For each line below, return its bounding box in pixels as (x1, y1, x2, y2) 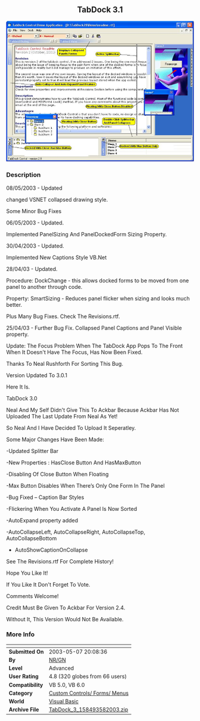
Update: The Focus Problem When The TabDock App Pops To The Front (6, 342, 183, 349)
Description (6, 171, 41, 179)
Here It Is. (6, 383, 30, 390)
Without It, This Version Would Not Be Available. (6, 615, 124, 623)
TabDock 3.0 (6, 395, 37, 402)
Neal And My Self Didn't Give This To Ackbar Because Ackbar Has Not (6, 406, 179, 414)
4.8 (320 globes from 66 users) (48, 673, 127, 680)
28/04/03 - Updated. (6, 265, 58, 272)
